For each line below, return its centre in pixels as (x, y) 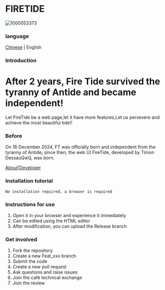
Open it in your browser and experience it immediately (69, 215)
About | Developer (23, 168)
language (17, 36)
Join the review (29, 283)
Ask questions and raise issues (45, 272)
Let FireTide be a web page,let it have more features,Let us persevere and (82, 117)
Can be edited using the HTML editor (51, 221)
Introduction (21, 61)
